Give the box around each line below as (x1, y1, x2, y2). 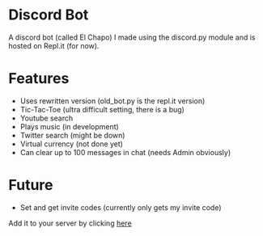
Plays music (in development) (19, 121, 119, 131)
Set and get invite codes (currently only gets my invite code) (19, 202, 222, 212)
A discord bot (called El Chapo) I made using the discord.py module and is (8, 32, 256, 42)
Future (8, 176, 54, 195)
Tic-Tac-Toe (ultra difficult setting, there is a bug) (19, 104, 185, 114)
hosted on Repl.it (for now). (8, 40, 100, 50)
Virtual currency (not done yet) (19, 139, 124, 149)
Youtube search (19, 113, 74, 123)
